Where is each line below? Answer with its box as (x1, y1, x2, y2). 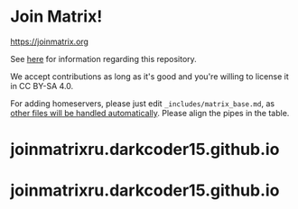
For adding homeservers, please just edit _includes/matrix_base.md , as (10, 97, 275, 109)
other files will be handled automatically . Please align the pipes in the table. (10, 107, 290, 118)
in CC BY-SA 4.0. (10, 80, 74, 91)
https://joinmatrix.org (10, 36, 89, 47)
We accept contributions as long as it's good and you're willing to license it (10, 70, 289, 82)
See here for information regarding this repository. (10, 53, 197, 64)
